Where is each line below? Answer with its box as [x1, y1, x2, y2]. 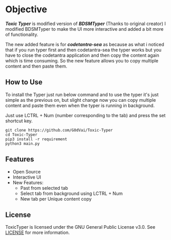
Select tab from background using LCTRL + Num [20, 190, 123, 197]
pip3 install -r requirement [5, 137, 67, 142]
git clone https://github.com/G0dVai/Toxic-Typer [5, 127, 113, 133]
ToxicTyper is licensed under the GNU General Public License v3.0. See [5, 224, 156, 230]
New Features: [12, 179, 44, 185]
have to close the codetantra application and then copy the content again [5, 52, 159, 58]
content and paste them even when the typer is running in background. [5, 102, 155, 108]
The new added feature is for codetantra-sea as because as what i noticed [5, 41, 164, 47]
